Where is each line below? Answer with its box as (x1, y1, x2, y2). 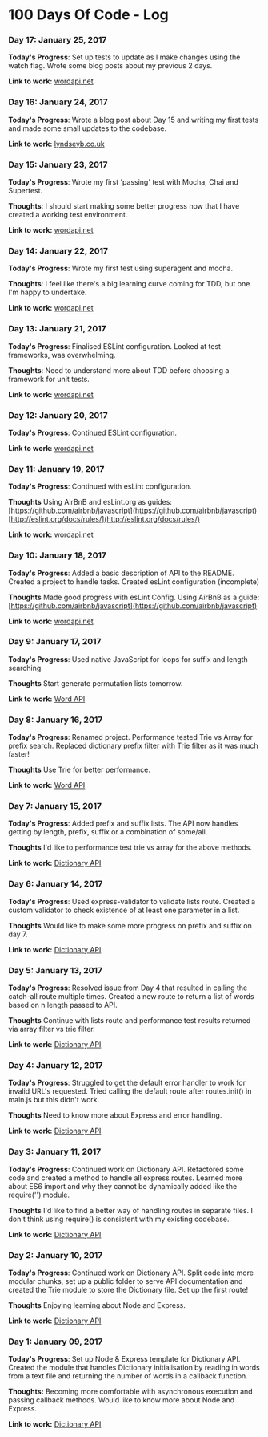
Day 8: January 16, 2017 (8, 714, 103, 725)
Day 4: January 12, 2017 (8, 1059, 103, 1070)
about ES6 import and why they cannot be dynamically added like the (8, 1181, 238, 1191)
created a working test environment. (8, 210, 128, 220)
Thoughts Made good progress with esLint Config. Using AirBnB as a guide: (8, 592, 260, 602)
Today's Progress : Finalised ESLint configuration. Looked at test (8, 341, 222, 351)
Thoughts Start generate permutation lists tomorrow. (8, 678, 183, 688)
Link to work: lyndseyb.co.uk (8, 139, 106, 148)
